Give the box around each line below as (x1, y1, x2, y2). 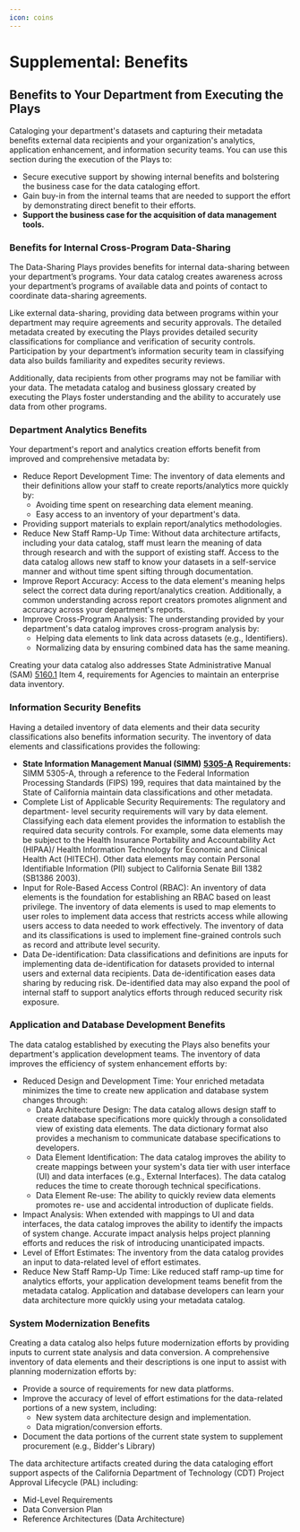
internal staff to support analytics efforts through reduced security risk (21, 987, 283, 997)
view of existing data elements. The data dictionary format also (35, 1123, 269, 1134)
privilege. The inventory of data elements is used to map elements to (21, 901, 276, 911)
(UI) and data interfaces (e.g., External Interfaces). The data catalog (35, 1171, 287, 1181)
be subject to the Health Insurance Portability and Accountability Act (21, 834, 276, 845)
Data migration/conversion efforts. (35, 1422, 163, 1432)
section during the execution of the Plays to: (9, 153, 173, 164)
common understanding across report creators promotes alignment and (21, 595, 287, 605)
